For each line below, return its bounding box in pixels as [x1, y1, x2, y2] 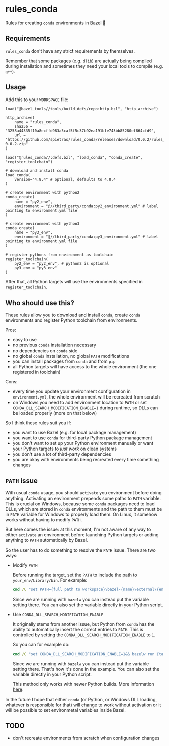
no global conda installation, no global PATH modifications [12, 353, 129, 359]
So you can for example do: [12, 642, 70, 648]
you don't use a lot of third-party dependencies [12, 451, 112, 457]
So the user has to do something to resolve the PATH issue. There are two [5, 547, 156, 553]
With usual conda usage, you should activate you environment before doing [5, 490, 162, 496]
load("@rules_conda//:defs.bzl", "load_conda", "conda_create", [5, 155, 143, 160]
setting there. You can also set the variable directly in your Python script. [12, 602, 163, 608]
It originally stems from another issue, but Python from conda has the [12, 621, 155, 627]
